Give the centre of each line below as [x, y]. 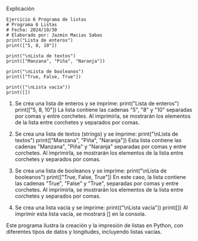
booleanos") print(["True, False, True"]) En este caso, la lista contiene [100, 177]
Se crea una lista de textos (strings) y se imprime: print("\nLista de [96, 134]
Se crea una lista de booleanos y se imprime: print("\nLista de [91, 171]
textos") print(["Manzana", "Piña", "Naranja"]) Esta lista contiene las [98, 140]
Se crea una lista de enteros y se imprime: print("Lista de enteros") [97, 103]
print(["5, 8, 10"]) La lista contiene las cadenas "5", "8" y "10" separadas [103, 110]
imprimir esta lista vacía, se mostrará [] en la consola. [80, 214]
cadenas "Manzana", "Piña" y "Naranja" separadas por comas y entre [100, 146]
